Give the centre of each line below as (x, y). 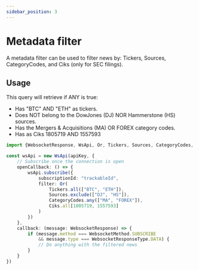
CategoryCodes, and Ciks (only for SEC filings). (65, 64)
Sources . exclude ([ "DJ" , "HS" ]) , (89, 195)
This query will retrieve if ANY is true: (52, 97)
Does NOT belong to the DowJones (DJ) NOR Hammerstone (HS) (95, 115)
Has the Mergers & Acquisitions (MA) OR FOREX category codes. (95, 128)
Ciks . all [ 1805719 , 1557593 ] (84, 206)
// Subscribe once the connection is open (71, 162)
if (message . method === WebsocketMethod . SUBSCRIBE (92, 234)
